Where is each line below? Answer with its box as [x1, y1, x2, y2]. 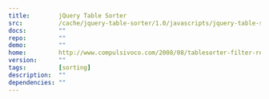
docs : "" [8, 26, 66, 34]
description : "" [8, 71, 66, 79]
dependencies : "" [8, 78, 66, 86]
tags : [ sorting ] [8, 64, 91, 72]
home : [8, 49, 26, 57]
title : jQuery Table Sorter [8, 11, 127, 20]
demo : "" [8, 42, 66, 49]
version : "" [8, 57, 66, 65]
